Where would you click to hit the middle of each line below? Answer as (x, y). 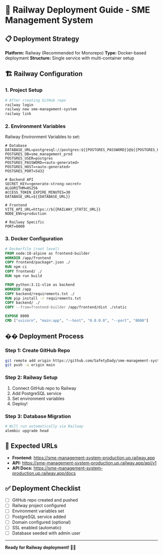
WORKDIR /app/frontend (28, 258)
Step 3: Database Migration (38, 416)
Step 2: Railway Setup (31, 378)
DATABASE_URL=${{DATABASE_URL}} (38, 197)
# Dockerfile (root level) (32, 249)
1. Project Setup (24, 90)
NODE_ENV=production (26, 214)
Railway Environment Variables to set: (43, 137)
